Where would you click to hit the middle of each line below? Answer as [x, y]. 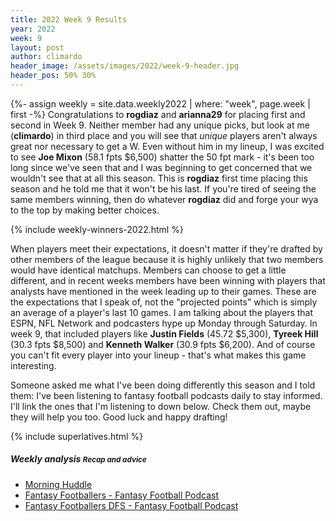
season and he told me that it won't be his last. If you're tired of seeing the [163, 188]
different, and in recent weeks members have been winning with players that [168, 280]
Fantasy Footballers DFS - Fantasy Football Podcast [131, 505]
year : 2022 [33, 29]
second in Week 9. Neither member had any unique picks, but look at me [160, 125]
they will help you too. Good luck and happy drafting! [119, 417]
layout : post [37, 47]
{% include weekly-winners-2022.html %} [97, 229]
